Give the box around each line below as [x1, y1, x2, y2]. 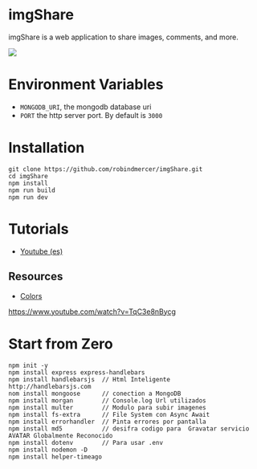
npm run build [8, 186, 56, 194]
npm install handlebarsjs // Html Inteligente [8, 375, 171, 383]
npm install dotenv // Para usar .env [8, 438, 163, 447]
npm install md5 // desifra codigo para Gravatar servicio [8, 424, 250, 433]
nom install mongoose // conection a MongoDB [8, 389, 182, 398]
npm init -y [8, 361, 48, 369]
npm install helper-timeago [8, 452, 103, 461]
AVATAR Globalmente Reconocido [8, 431, 113, 439]
